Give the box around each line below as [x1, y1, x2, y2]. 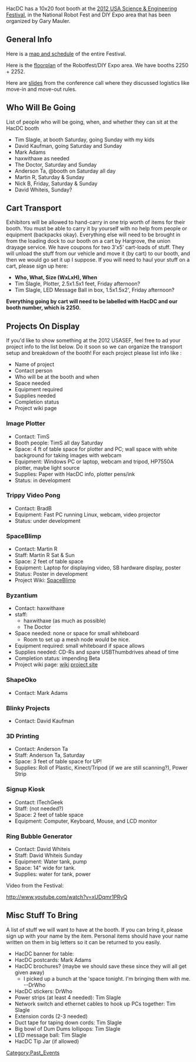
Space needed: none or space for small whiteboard [14, 630, 139, 637]
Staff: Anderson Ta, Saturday [14, 751, 85, 759]
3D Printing [6, 732, 39, 740]
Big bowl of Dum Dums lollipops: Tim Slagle [14, 1025, 121, 1032]
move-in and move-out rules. [6, 85, 77, 93]
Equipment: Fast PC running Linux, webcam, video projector [14, 511, 161, 518]
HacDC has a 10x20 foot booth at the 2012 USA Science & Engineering [6, 5, 178, 12]
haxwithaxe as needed [14, 154, 69, 161]
